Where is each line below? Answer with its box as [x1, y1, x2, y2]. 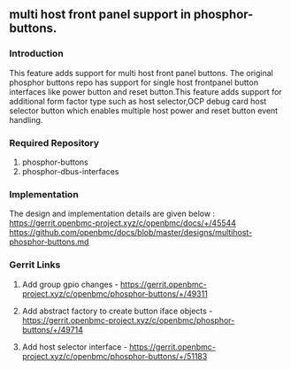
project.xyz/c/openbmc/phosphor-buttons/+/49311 [21, 288, 208, 299]
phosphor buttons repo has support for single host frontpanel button [9, 77, 259, 88]
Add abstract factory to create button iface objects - [21, 305, 213, 316]
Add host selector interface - [21, 341, 128, 352]
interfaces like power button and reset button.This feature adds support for [9, 86, 283, 96]
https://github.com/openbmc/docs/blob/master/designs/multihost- [9, 227, 253, 238]
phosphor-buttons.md [9, 236, 89, 247]
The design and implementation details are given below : [9, 208, 215, 220]
